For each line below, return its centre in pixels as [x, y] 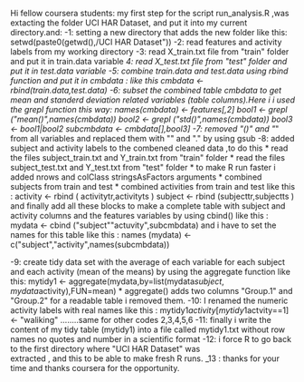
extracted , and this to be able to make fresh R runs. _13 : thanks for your [145, 358]
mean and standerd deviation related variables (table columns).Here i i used [153, 100]
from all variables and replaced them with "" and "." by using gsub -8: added [152, 138]
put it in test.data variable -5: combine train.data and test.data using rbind [149, 71]
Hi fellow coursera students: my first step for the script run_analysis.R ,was [150, 13]
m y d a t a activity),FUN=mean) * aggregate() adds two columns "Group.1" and [152, 291]
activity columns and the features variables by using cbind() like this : [140, 215]
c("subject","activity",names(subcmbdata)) [90, 245]
